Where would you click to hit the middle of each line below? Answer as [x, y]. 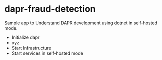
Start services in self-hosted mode [47, 53]
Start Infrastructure [32, 48]
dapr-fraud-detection [50, 9]
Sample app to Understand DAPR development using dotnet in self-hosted [81, 23]
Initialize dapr [26, 37]
